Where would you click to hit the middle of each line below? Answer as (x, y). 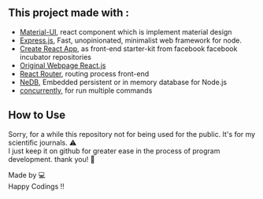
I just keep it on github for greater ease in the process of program (114, 151)
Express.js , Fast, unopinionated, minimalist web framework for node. (131, 40)
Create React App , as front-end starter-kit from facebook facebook (128, 48)
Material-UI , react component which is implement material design (126, 31)
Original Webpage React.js (63, 65)
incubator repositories (56, 57)
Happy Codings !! (36, 186)
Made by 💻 (27, 175)
